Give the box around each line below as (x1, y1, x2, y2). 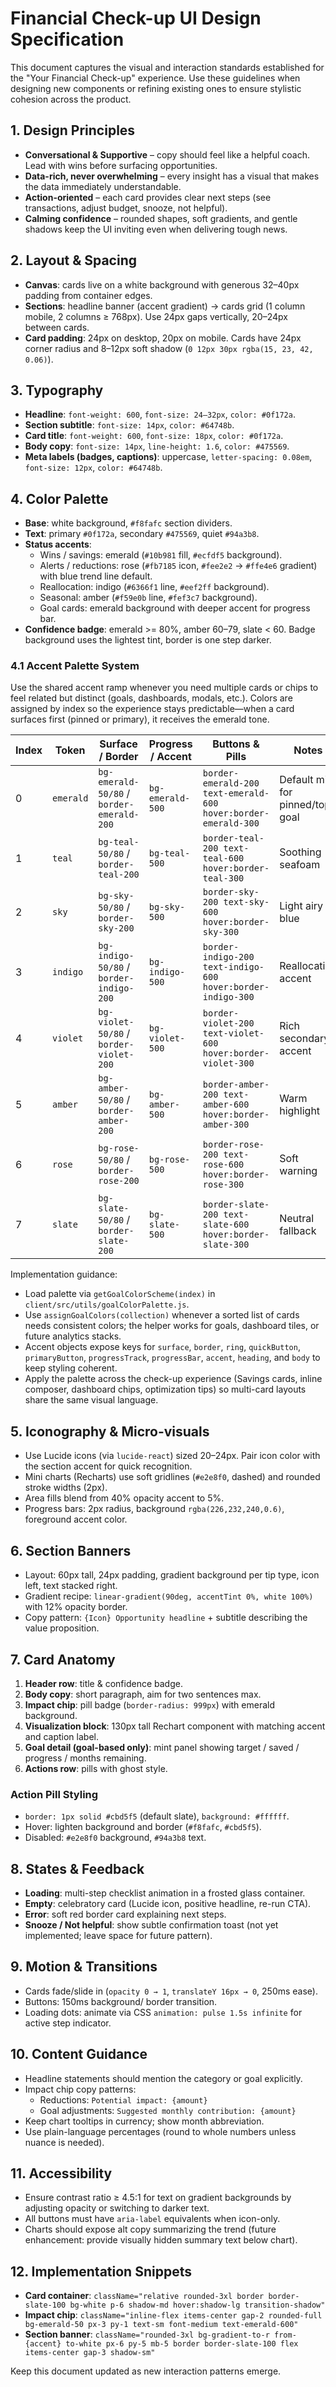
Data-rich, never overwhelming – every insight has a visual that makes (24, 170, 320, 182)
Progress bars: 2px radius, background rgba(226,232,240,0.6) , (24, 1503, 285, 1515)
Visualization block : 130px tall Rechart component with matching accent (24, 1720, 326, 1732)
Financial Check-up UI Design (10, 7, 262, 30)
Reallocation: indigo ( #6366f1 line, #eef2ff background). (39, 581, 270, 593)
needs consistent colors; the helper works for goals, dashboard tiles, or (24, 1320, 320, 1332)
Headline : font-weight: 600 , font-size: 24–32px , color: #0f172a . (24, 408, 296, 421)
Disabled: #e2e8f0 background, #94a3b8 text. (24, 1832, 207, 1844)
